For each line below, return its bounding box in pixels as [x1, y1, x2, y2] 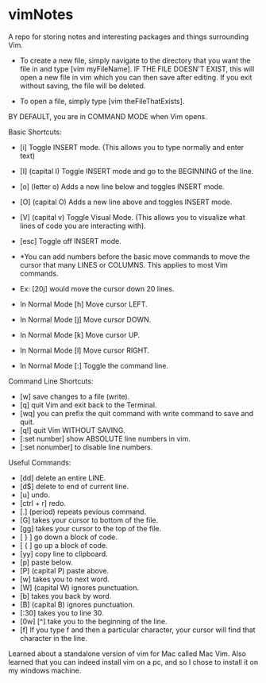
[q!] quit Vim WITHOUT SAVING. [19, 425, 125, 434]
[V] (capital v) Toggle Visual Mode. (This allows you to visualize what [19, 212, 245, 222]
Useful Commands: [8, 457, 71, 467]
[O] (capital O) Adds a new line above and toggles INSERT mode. [19, 197, 233, 206]
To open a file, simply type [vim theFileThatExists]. [19, 96, 185, 106]
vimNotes [8, 6, 74, 24]
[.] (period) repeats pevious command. [19, 507, 147, 516]
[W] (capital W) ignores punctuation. [19, 582, 140, 592]
